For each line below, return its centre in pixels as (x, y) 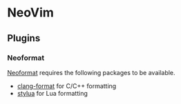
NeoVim (30, 13)
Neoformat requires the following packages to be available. (91, 72)
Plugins (24, 38)
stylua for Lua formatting (53, 93)
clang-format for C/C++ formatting (67, 86)
